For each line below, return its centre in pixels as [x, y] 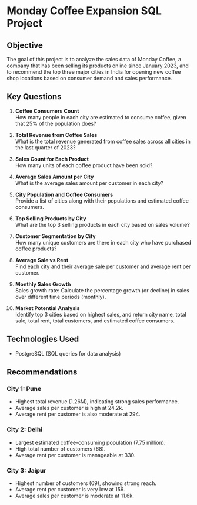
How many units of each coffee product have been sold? [84, 165]
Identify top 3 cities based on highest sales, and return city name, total [101, 314]
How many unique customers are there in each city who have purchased [103, 242]
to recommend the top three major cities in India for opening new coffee [94, 72]
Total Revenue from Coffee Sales [56, 135]
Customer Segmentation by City [55, 236]
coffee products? [36, 249]
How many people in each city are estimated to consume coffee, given [101, 117]
